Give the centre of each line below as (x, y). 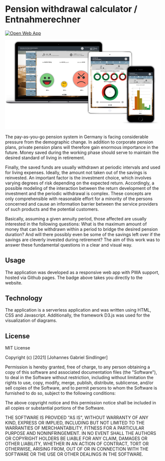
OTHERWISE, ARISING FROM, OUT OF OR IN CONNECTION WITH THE (77, 449)
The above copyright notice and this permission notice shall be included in (81, 403)
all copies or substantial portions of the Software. (55, 408)
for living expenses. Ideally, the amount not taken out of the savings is (76, 172)
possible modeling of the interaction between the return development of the (82, 188)
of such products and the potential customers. (52, 209)
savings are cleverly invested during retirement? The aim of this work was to (82, 240)
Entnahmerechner (43, 19)
